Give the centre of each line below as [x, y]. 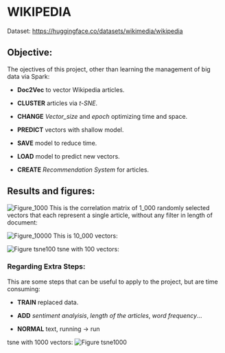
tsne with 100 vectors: [88, 249]
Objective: [30, 53]
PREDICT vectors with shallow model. [70, 129]
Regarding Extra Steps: [46, 266]
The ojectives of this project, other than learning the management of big [109, 69]
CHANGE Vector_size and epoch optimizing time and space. [102, 116]
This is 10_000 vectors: [85, 236]
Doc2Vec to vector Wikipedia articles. [71, 89]
